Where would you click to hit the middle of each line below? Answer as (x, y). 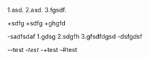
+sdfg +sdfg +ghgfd (37, 23)
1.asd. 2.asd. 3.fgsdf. (37, 10)
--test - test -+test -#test (42, 50)
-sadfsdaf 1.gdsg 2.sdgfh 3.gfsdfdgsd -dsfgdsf (75, 36)
